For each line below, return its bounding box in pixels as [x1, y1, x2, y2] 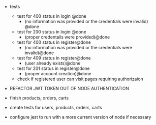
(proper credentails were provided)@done [24, 34, 110, 40]
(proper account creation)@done [24, 71, 92, 76]
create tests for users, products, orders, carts [9, 105, 102, 110]
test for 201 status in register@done [17, 65, 90, 71]
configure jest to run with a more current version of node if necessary [9, 114, 152, 120]
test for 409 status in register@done [17, 55, 91, 61]
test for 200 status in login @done [17, 29, 87, 34]
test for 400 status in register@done [17, 39, 91, 45]
